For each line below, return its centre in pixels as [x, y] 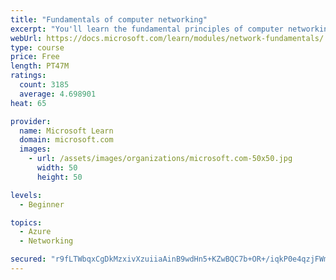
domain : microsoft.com [66, 140]
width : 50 [57, 168]
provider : [31, 121]
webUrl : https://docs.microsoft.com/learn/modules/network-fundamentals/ [167, 38]
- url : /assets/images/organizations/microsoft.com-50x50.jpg [160, 159]
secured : [28, 259]
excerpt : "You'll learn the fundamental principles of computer [147, 29]
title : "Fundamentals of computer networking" [109, 19]
